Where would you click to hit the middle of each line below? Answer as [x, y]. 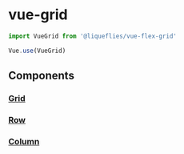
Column [24, 141]
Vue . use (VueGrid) [37, 51]
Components [41, 76]
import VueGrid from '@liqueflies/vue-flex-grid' [93, 36]
